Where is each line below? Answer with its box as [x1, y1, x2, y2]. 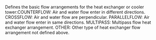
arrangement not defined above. [5, 30, 70, 35]
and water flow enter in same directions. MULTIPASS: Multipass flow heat [5, 19, 151, 25]
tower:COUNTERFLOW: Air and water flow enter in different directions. [5, 9, 145, 15]
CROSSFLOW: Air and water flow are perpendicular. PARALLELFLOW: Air [5, 14, 150, 20]
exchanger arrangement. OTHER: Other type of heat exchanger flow [5, 25, 141, 30]
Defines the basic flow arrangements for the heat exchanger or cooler [5, 4, 144, 10]
